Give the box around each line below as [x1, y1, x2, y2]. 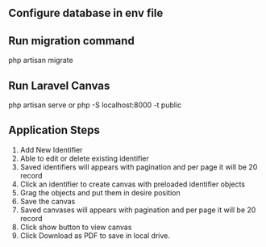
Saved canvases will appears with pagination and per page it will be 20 [19, 205, 256, 215]
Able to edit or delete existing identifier [19, 153, 149, 163]
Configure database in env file [8, 6, 164, 20]
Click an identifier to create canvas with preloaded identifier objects [19, 179, 246, 189]
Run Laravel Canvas [8, 78, 110, 92]
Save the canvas [19, 196, 76, 206]
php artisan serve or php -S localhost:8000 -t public [8, 100, 182, 110]
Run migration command [8, 34, 135, 48]
